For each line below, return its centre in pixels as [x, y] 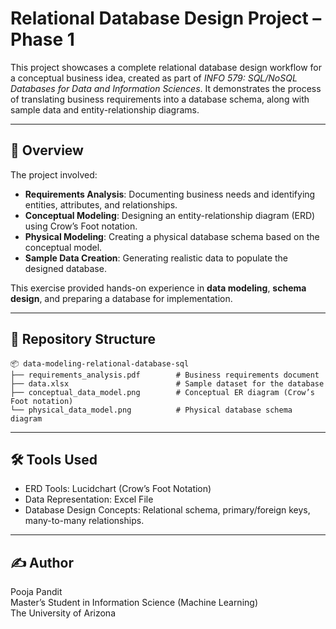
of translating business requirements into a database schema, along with [160, 99]
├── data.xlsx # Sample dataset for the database [167, 383]
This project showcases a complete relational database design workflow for [166, 67]
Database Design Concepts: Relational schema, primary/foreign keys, [167, 510]
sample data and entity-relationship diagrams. [105, 109]
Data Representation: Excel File [89, 499]
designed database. [65, 268]
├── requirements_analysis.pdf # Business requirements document [165, 375]
